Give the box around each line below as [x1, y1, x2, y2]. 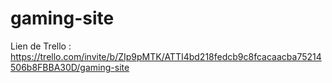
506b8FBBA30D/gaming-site [10, 61, 130, 73]
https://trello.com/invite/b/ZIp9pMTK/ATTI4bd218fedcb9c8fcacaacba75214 [10, 50, 322, 62]
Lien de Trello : [10, 40, 72, 52]
